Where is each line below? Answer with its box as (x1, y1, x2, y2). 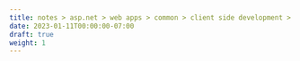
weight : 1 (9, 38, 47, 48)
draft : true (9, 30, 54, 39)
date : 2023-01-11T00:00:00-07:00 (9, 22, 135, 30)
